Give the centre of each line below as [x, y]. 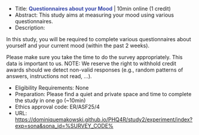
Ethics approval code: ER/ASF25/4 [57, 107]
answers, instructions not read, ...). [49, 76]
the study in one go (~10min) [50, 100]
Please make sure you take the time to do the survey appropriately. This [94, 57]
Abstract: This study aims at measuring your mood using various [94, 15]
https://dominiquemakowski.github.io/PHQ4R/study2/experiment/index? [104, 119]
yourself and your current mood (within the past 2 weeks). [78, 45]
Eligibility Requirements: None [52, 88]
